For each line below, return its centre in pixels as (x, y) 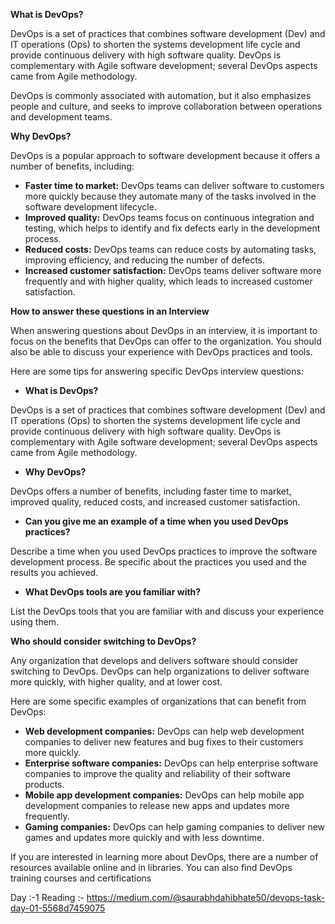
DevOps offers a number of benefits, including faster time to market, (151, 491)
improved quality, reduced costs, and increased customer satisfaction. (155, 502)
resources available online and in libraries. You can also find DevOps (151, 867)
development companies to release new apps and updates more (157, 805)
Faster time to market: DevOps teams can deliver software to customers (174, 185)
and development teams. (61, 117)
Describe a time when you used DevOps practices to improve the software (164, 551)
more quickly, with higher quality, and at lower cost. (116, 682)
